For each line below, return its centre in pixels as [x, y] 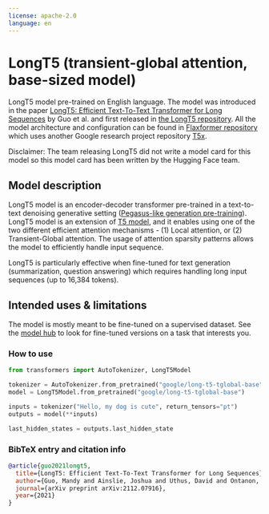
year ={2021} [36, 496]
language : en [30, 23]
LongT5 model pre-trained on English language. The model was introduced [132, 102]
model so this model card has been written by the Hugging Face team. [124, 160]
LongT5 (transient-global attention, [128, 63]
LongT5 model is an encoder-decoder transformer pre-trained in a [118, 204]
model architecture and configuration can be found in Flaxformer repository [133, 127]
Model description [55, 185]
